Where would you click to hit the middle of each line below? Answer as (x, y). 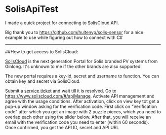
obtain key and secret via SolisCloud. (43, 81)
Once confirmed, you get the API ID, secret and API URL (62, 127)
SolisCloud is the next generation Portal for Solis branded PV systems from (82, 61)
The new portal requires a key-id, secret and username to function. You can (82, 76)
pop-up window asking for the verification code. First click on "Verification (81, 106)
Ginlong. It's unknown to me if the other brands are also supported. (74, 66)
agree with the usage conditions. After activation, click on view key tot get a (82, 101)
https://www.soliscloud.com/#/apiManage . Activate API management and (80, 96)
